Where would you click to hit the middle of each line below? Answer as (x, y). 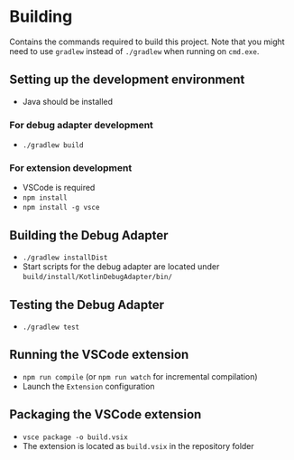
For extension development (71, 167)
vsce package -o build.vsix (75, 437)
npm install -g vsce (61, 208)
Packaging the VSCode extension (106, 414)
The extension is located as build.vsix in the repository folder (138, 446)
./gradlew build (53, 146)
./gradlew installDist (65, 258)
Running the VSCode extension (99, 355)
